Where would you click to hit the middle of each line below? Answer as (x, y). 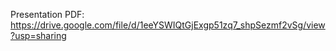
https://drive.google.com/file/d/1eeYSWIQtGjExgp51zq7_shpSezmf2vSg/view (168, 25)
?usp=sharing (38, 35)
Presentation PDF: (47, 14)
